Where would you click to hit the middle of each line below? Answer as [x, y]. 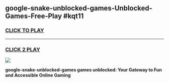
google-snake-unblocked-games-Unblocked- [79, 8]
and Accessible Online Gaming [38, 75]
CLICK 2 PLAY [23, 49]
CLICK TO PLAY [25, 31]
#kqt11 [73, 16]
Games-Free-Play [33, 16]
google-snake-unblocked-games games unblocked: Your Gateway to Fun [84, 69]
